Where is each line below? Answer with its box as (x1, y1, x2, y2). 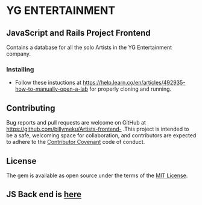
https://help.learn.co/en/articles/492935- (82, 79, 186, 86)
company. (6, 50, 31, 57)
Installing (6, 65, 34, 73)
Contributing (6, 103, 55, 113)
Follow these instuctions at (14, 79, 82, 86)
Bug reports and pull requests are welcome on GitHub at (6, 119, 147, 126)
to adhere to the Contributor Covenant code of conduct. (6, 138, 145, 146)
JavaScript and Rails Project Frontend (6, 28, 151, 38)
